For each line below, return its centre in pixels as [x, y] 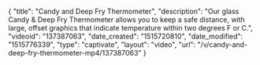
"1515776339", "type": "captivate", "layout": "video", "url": [102, 45]
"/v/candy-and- [223, 45]
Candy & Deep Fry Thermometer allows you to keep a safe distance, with [127, 20]
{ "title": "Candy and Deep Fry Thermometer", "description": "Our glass [124, 11]
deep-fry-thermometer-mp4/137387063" [75, 53]
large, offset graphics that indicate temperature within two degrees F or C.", [131, 28]
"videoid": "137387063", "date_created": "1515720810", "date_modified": [126, 36]
